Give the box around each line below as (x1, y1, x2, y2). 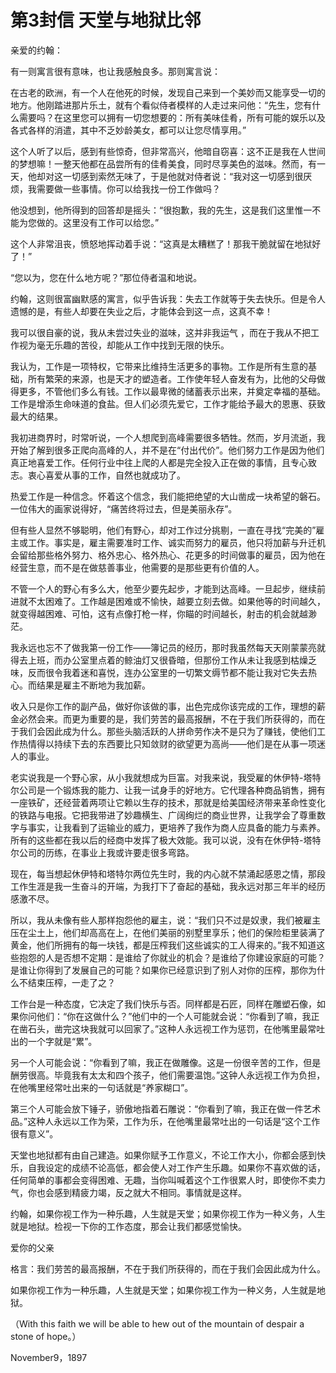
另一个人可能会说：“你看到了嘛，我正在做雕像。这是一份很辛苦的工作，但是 (10, 1056, 322, 1068)
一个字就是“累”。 (27, 1035, 98, 1047)
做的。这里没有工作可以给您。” (36, 216, 160, 228)
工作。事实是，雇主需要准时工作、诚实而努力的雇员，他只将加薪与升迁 (27, 536, 317, 548)
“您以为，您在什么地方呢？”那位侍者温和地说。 (10, 271, 203, 283)
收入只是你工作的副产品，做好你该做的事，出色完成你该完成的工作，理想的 (10, 700, 317, 712)
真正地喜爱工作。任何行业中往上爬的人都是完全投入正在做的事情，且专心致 (10, 456, 317, 468)
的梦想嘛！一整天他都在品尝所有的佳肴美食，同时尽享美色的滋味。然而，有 (10, 157, 317, 170)
